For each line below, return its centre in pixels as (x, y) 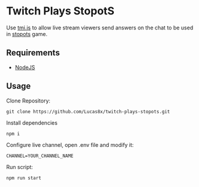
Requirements (33, 53)
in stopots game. (27, 34)
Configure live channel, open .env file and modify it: (70, 144)
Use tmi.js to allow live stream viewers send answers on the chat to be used (100, 28)
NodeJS (25, 67)
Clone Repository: (28, 101)
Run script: (19, 167)
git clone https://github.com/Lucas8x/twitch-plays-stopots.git (88, 111)
